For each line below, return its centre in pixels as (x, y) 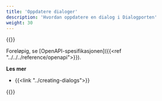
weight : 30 (20, 23)
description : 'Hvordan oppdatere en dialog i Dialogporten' (82, 17)
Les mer (16, 69)
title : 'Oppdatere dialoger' (42, 12)
